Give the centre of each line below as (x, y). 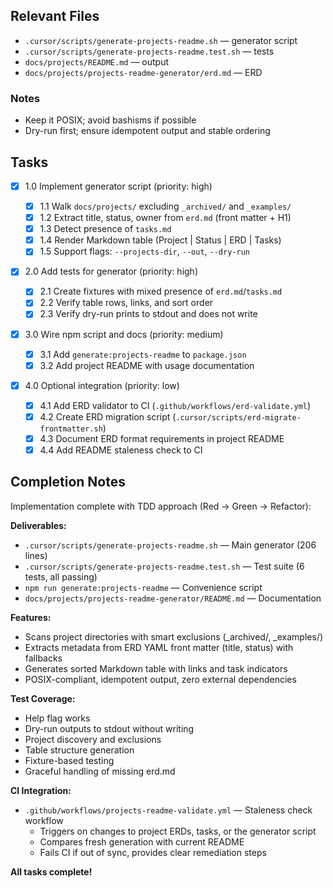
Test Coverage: (43, 698)
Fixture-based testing (69, 760)
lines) (36, 555)
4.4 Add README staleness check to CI (121, 450)
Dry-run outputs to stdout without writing (109, 728)
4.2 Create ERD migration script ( (108, 416)
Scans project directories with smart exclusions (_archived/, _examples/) (174, 636)
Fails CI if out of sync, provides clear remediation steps (153, 852)
